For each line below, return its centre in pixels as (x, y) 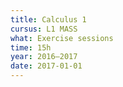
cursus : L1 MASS (44, 29)
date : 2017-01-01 (46, 66)
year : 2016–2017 (44, 57)
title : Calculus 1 (48, 19)
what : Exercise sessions (62, 38)
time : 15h (31, 47)
